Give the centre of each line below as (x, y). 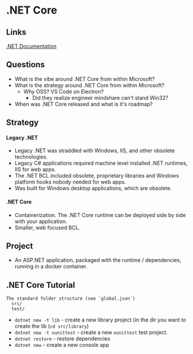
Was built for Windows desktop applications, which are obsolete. (93, 188)
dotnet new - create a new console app (62, 345)
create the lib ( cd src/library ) (52, 326)
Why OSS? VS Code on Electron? (64, 91)
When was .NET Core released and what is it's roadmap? (84, 104)
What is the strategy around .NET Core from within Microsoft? (89, 85)
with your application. (41, 221)
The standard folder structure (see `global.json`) (71, 299)
